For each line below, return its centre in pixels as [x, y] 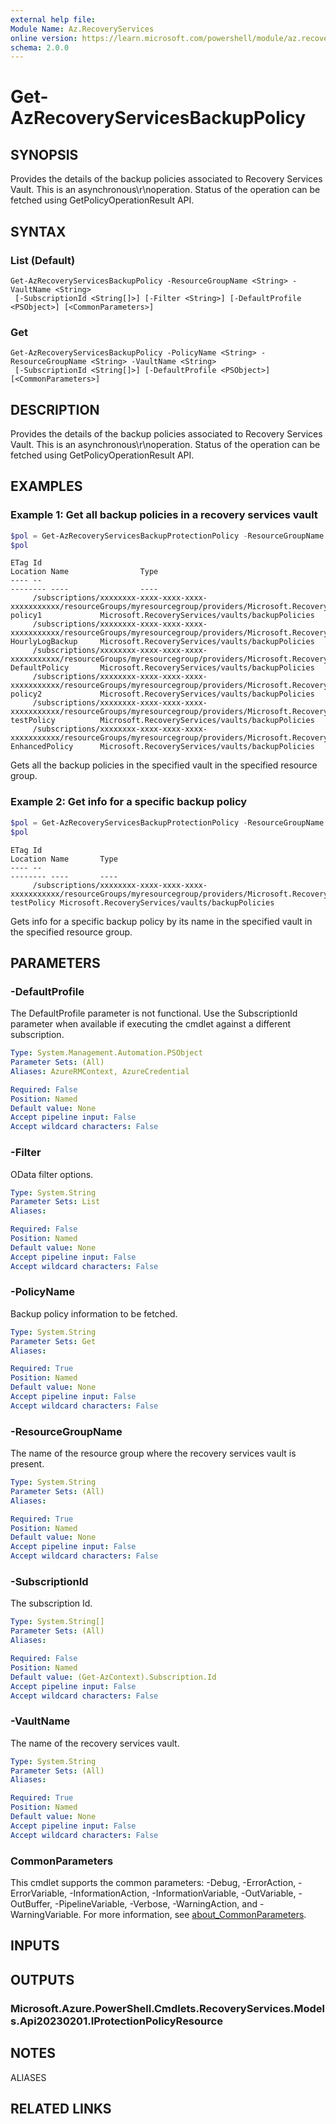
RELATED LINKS [61, 2108]
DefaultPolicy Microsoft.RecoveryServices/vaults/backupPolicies [162, 668]
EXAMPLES [46, 486]
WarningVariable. [46, 1914]
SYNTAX [38, 231]
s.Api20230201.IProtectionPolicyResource [116, 2021]
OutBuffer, [31, 1904]
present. [27, 1464]
